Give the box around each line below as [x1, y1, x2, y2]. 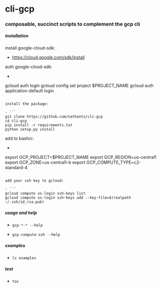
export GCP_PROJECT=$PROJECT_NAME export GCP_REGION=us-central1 [5, 154, 157, 160]
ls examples [12, 256, 36, 261]
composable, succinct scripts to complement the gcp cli [5, 21, 140, 28]
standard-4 [5, 165, 28, 170]
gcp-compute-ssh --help [12, 232, 61, 237]
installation [5, 33, 29, 38]
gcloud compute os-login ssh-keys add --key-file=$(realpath [5, 195, 131, 200]
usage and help [5, 210, 37, 216]
